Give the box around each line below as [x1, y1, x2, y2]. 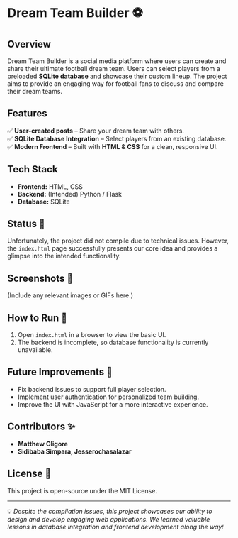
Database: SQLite [17, 197, 70, 206]
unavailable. [17, 346, 53, 354]
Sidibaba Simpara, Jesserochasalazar [17, 447, 132, 456]
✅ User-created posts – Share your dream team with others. [7, 126, 184, 135]
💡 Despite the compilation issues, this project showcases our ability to [7, 507, 212, 515]
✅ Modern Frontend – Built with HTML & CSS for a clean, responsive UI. [7, 142, 218, 150]
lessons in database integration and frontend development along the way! [7, 522, 225, 531]
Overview [7, 38, 52, 50]
